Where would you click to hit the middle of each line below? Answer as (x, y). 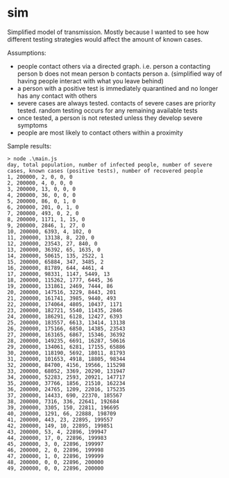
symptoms (32, 125)
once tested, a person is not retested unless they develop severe (110, 118)
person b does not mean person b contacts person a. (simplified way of (120, 74)
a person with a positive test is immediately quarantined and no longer (118, 88)
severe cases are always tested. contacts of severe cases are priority (117, 103)
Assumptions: (27, 53)
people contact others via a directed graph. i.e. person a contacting (113, 66)
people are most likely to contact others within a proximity (100, 133)
